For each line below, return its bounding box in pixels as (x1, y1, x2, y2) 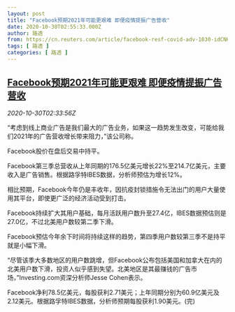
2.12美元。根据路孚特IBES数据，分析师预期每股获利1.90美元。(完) (7, 297, 196, 305)
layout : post (7, 10, 45, 17)
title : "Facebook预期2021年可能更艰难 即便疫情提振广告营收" (7, 17, 170, 24)
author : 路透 (7, 29, 43, 37)
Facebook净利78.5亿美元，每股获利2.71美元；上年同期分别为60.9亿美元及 (7, 288, 220, 297)
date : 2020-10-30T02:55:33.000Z (7, 23, 101, 30)
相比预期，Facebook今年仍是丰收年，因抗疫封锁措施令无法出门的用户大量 (7, 185, 220, 193)
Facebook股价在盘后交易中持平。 (7, 147, 104, 155)
